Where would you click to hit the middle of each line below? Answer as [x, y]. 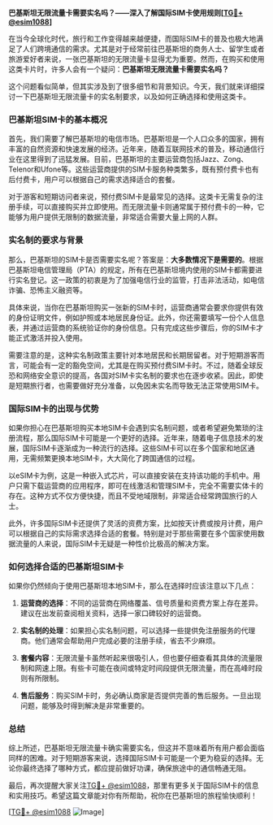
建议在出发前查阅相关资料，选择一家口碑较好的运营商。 [113, 614]
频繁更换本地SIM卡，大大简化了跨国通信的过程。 [118, 458]
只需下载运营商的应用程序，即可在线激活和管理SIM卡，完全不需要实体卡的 [139, 485]
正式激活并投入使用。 [51, 337]
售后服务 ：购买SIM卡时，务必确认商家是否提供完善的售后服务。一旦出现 [141, 696]
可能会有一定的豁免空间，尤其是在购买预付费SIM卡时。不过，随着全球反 [143, 365]
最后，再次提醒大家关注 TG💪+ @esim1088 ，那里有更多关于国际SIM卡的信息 [134, 786]
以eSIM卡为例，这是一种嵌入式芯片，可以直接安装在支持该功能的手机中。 [131, 475]
